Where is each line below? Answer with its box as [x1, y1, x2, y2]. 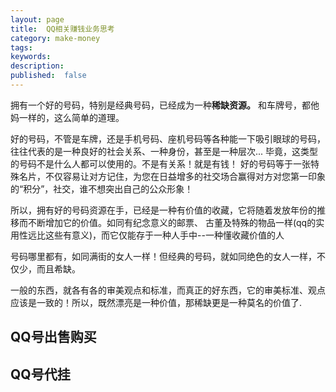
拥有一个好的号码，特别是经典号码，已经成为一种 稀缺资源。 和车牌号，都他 [10, 99, 320, 111]
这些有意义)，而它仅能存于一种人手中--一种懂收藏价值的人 [44, 229, 285, 241]
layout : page [10, 14, 65, 25]
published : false [10, 71, 87, 81]
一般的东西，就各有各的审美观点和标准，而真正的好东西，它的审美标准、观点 [10, 284, 326, 296]
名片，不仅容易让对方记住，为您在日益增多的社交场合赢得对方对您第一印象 [18, 170, 326, 182]
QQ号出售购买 [10, 329, 97, 346]
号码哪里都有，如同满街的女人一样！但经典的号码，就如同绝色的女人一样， [10, 250, 317, 262]
